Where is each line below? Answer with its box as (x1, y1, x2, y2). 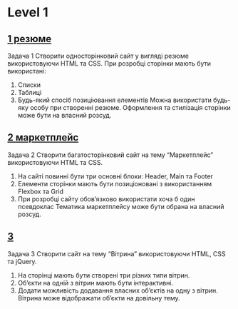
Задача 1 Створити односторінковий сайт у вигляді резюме (7, 51, 189, 60)
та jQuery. (7, 257, 37, 265)
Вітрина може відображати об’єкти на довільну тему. (17, 293, 180, 302)
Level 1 (7, 4, 48, 21)
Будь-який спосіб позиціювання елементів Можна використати (17, 96, 212, 104)
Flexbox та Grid (17, 187, 64, 196)
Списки (17, 81, 41, 89)
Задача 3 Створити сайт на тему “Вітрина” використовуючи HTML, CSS (7, 249, 226, 258)
